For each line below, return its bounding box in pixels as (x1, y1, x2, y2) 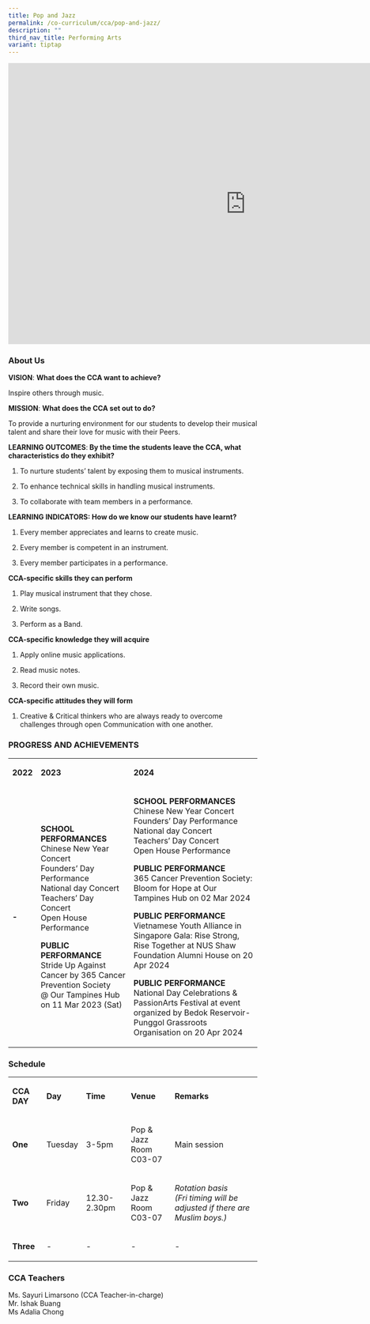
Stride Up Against (40, 960, 107, 971)
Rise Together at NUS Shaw (133, 940, 236, 951)
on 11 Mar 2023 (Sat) (40, 999, 123, 1010)
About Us (8, 355, 45, 366)
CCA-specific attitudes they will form (8, 696, 133, 706)
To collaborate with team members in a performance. (19, 497, 194, 507)
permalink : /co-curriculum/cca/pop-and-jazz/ (8, 19, 160, 27)
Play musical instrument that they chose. (19, 589, 153, 598)
